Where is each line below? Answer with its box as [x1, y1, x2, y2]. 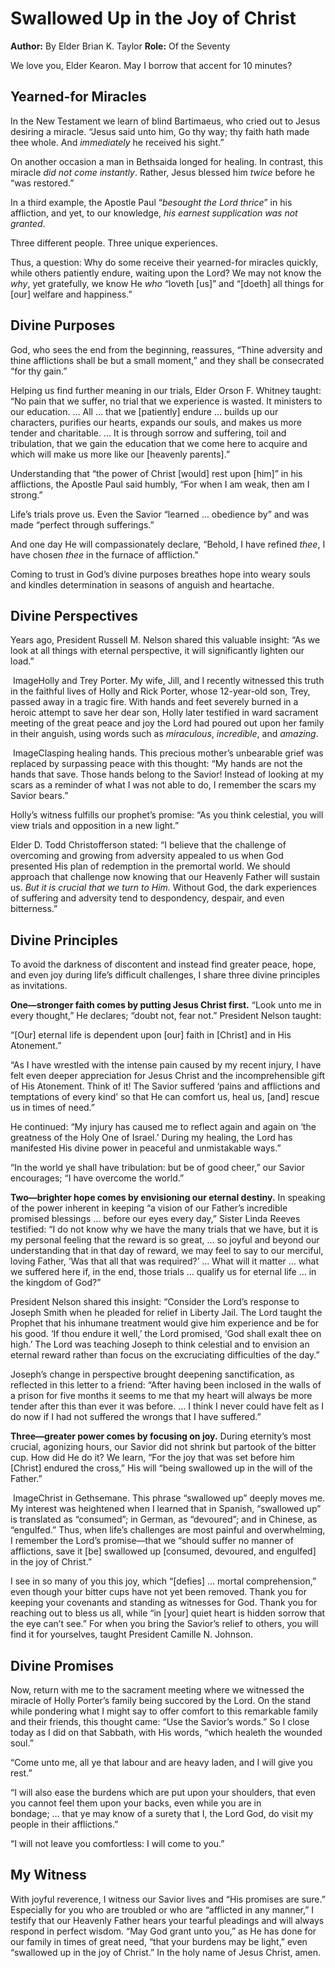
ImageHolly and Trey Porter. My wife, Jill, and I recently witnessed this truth [12, 675, 325, 687]
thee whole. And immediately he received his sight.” [10, 136, 225, 148]
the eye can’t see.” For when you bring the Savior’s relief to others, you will [10, 1618, 319, 1630]
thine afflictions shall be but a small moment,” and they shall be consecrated [10, 354, 325, 366]
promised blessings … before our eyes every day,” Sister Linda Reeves [10, 1213, 301, 1225]
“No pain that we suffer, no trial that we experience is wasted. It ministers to [10, 395, 323, 407]
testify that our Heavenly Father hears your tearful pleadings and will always [10, 1914, 325, 1926]
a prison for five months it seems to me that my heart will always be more [10, 1390, 313, 1402]
